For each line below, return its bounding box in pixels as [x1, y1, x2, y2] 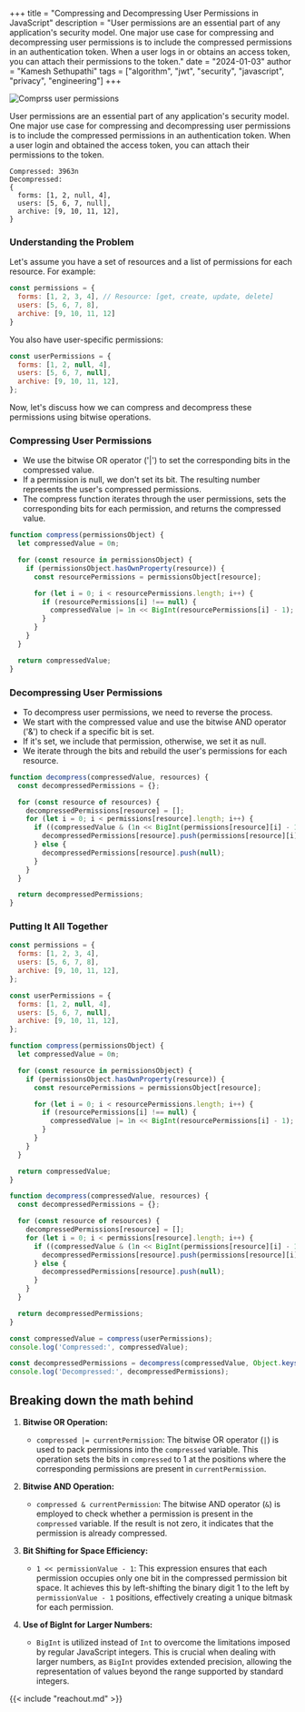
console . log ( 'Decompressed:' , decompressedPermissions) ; [9, 1367, 230, 1377]
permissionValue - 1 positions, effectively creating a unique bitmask [35, 1592, 293, 1603]
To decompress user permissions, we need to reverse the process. [22, 706, 273, 717]
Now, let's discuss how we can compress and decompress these [9, 402, 252, 413]
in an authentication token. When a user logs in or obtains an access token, [9, 46, 290, 57]
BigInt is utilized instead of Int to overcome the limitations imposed [35, 1637, 290, 1647]
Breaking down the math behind [9, 1393, 194, 1408]
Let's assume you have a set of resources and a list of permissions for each [9, 257, 292, 268]
